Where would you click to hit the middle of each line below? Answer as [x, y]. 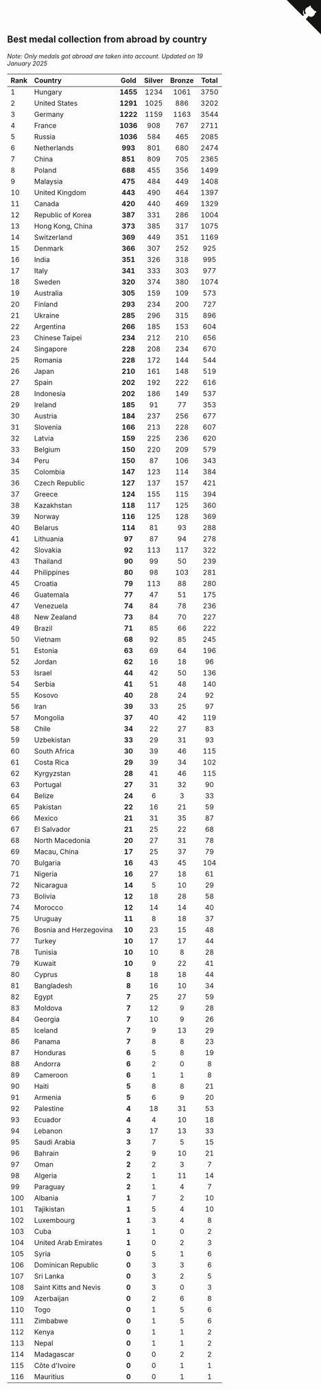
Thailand [48, 561]
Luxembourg [55, 1220]
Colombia [49, 472]
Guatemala [51, 595]
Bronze [182, 80]
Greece [46, 494]
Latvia [44, 438]
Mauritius [49, 1376]
